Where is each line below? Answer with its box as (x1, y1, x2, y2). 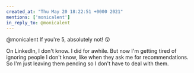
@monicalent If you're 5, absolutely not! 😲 (6, 36, 111, 43)
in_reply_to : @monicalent (6, 20, 70, 26)
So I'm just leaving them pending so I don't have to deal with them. (6, 60, 169, 67)
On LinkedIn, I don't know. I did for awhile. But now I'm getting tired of (6, 47, 177, 55)
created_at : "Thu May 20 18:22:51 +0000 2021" (6, 8, 123, 15)
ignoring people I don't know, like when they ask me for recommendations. (6, 54, 189, 61)
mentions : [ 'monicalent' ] (6, 14, 70, 20)
